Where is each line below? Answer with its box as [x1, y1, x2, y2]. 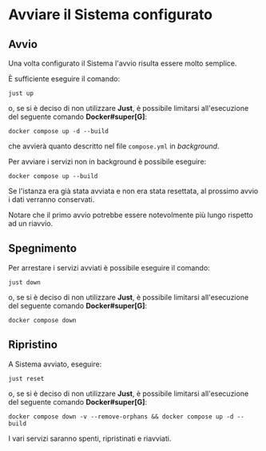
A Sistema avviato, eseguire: [8, 359, 102, 369]
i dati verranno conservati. [8, 195, 95, 204]
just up [8, 89, 34, 97]
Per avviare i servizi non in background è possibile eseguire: [8, 157, 207, 166]
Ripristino [8, 338, 58, 352]
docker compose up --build [8, 172, 98, 180]
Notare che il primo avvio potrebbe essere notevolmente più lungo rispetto [8, 210, 253, 220]
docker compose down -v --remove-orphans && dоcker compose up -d [8, 413, 234, 421]
